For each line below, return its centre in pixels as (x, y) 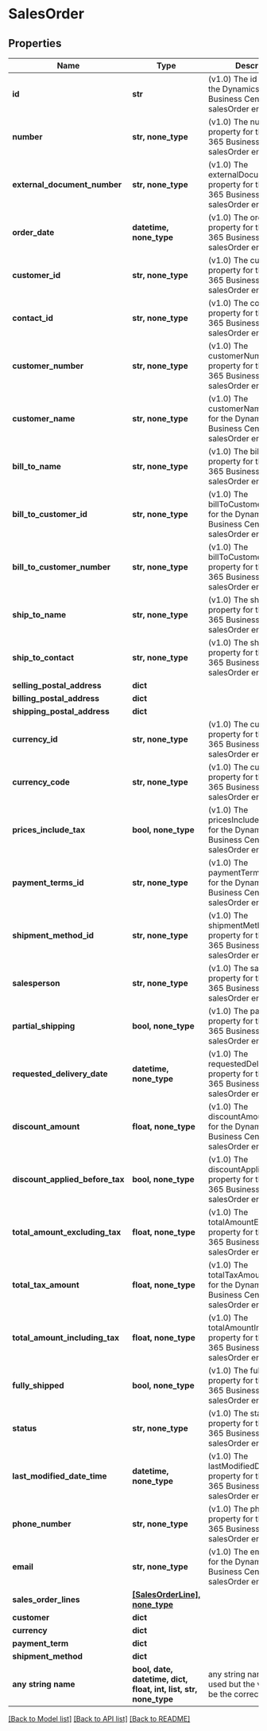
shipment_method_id (53, 935)
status (25, 1428)
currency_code (41, 782)
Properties (35, 43)
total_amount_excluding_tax (67, 1232)
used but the (232, 1684)
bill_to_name (37, 466)
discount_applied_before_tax (68, 1179)
